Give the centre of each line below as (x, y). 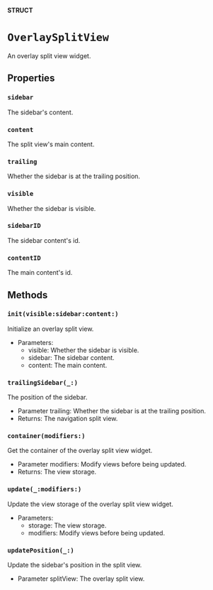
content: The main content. (68, 365)
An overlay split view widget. (49, 55)
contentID (24, 258)
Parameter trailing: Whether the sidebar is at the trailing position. (112, 411)
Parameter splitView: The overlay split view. (81, 579)
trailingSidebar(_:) (43, 382)
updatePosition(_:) (41, 550)
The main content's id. (40, 273)
